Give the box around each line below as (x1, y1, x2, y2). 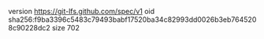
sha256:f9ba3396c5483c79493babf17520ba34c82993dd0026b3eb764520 (8, 15, 257, 24)
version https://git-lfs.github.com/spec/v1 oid (8, 7, 155, 16)
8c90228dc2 (8, 23, 51, 32)
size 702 (51, 23, 80, 32)
